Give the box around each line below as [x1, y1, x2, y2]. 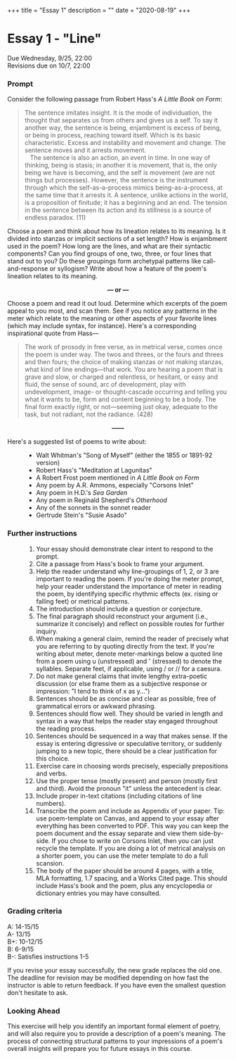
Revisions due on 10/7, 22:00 [7, 61, 91, 70]
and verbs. [36, 769, 67, 778]
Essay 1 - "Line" [7, 31, 102, 46]
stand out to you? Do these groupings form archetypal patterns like [7, 257, 202, 266]
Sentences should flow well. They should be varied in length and [36, 709, 223, 718]
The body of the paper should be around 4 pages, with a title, [36, 866, 214, 875]
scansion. [36, 859, 65, 867]
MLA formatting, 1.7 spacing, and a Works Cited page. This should [36, 873, 228, 883]
